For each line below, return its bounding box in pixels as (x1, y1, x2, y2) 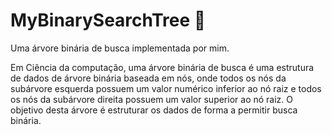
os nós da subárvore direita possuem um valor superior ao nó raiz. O (10, 93, 293, 105)
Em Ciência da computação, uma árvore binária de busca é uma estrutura (10, 61, 315, 73)
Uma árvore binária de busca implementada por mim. (10, 42, 230, 54)
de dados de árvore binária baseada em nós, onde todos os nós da (10, 72, 287, 84)
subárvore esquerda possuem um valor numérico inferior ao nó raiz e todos (10, 82, 322, 94)
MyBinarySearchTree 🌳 (10, 9, 207, 32)
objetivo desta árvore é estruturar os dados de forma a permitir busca (10, 104, 298, 116)
